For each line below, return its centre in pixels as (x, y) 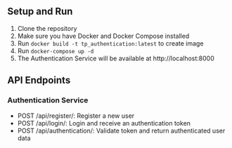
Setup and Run (40, 12)
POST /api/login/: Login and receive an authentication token (104, 123)
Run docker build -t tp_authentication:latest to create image (110, 43)
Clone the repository (47, 28)
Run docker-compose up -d (56, 51)
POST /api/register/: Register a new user (76, 116)
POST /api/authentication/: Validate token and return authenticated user (121, 130)
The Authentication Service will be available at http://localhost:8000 (116, 58)
